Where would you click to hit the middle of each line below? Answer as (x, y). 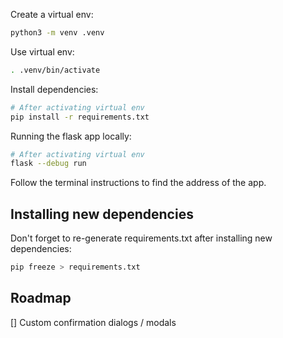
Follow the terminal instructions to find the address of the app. (138, 183)
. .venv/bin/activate (55, 70)
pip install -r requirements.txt (80, 117)
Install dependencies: (54, 89)
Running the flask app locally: (71, 136)
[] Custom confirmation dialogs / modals (93, 322)
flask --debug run (48, 164)
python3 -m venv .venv (57, 33)
